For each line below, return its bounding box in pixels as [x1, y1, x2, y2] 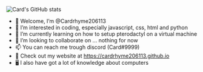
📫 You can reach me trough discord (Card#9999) [15, 44, 140, 51]
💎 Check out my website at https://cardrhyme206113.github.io [15, 52, 170, 59]
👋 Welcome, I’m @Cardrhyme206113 [15, 18, 106, 24]
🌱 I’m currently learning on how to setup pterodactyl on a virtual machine [15, 30, 198, 38]
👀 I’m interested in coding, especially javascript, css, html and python [15, 24, 188, 31]
